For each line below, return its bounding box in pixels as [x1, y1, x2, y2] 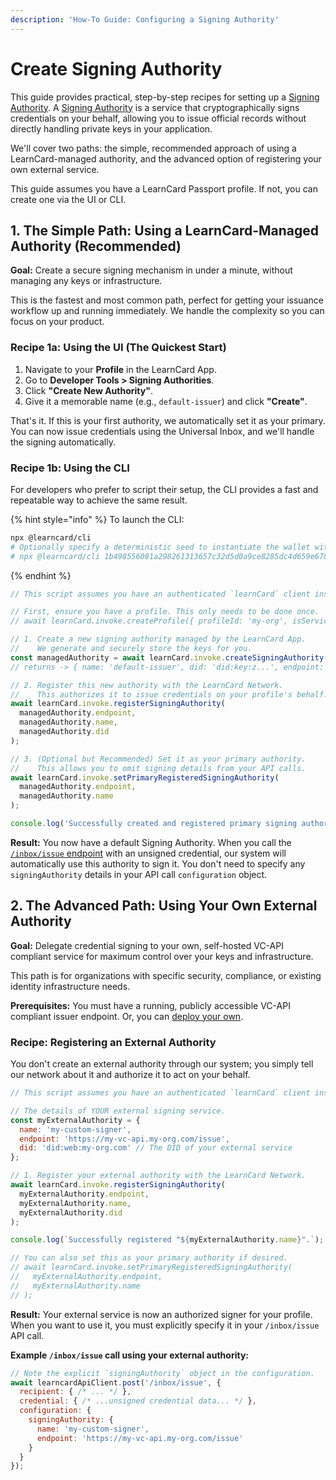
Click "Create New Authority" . [24, 384, 153, 396]
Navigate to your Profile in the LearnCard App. [24, 363, 217, 375]
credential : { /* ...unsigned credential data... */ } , [19, 1396, 257, 1406]
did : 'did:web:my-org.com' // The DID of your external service [19, 1143, 293, 1153]
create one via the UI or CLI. [10, 193, 127, 205]
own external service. [10, 163, 100, 175]
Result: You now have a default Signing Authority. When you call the [10, 836, 292, 848]
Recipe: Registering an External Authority [10, 1035, 217, 1049]
